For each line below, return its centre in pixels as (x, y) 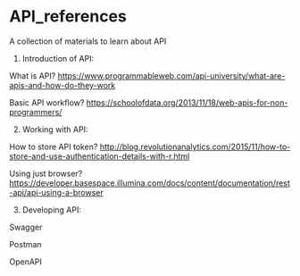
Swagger (26, 227)
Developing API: (52, 209)
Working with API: (55, 129)
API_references (68, 17)
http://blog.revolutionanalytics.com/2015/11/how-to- (195, 146)
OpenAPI (26, 262)
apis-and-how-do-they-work (62, 85)
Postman (25, 244)
